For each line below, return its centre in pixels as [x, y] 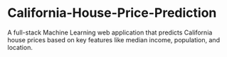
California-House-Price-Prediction [112, 13]
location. [20, 47]
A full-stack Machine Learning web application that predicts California [110, 32]
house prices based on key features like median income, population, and [114, 39]
